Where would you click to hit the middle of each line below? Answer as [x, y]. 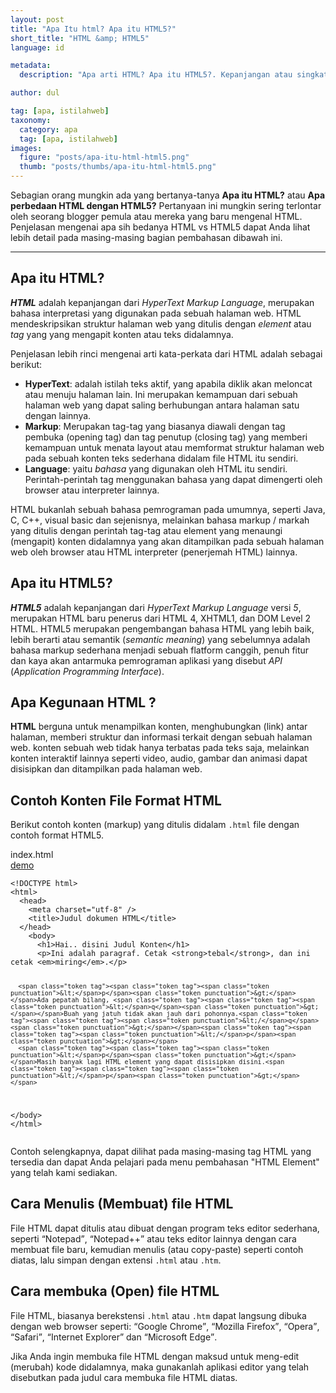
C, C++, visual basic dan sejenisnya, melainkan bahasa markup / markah [160, 520]
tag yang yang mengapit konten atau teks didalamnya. [122, 334]
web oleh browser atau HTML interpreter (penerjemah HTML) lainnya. [154, 552]
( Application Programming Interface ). [87, 671]
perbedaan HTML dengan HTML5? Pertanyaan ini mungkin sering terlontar [166, 205]
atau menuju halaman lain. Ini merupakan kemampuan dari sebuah [161, 394]
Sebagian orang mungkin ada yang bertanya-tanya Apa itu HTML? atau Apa [168, 195]
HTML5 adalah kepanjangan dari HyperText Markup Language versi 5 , [156, 607]
